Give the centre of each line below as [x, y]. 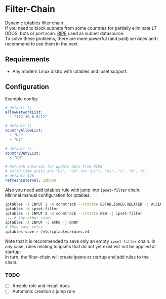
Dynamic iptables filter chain [34, 23]
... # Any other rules [28, 218]
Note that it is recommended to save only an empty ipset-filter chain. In [80, 241]
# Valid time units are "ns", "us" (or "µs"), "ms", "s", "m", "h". [77, 171]
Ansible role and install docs [41, 286]
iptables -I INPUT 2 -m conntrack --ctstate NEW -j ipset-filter [74, 214]
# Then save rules [24, 227]
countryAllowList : [24, 130]
